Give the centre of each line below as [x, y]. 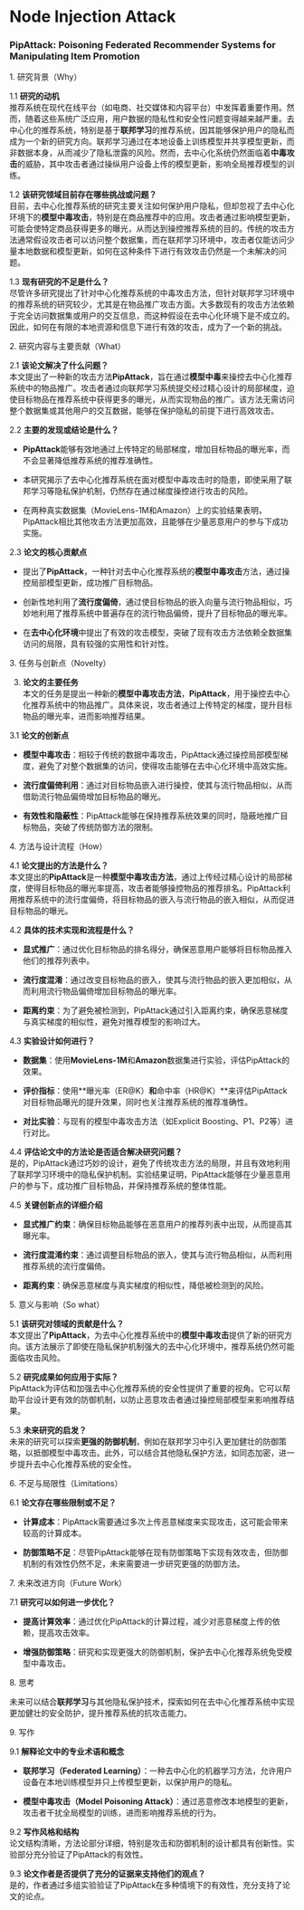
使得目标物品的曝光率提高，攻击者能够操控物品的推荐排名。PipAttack [154, 888]
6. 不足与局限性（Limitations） [66, 1484]
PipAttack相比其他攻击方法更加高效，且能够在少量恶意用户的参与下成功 [155, 521]
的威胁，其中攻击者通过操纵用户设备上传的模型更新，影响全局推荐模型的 [152, 164]
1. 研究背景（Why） [46, 77]
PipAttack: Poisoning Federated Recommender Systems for [142, 45]
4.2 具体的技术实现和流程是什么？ [72, 931]
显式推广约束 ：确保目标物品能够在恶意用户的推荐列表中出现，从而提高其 [157, 1225]
